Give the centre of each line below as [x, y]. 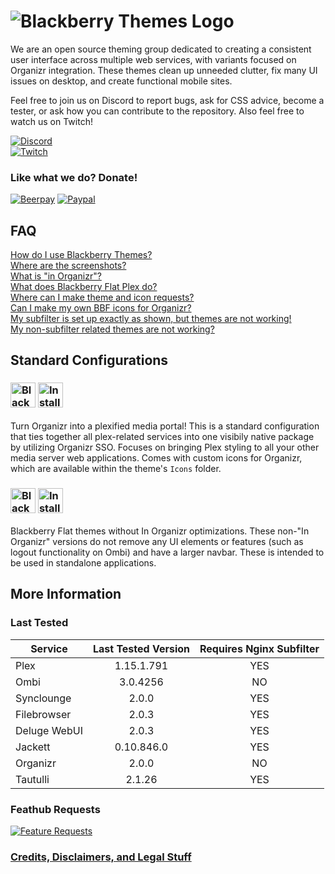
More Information [66, 594]
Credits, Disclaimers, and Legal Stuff [101, 857]
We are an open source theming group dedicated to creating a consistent [161, 49]
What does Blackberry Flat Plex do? [84, 287]
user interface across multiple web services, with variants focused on [153, 59]
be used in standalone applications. [83, 563]
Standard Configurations [89, 360]
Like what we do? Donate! [74, 177]
